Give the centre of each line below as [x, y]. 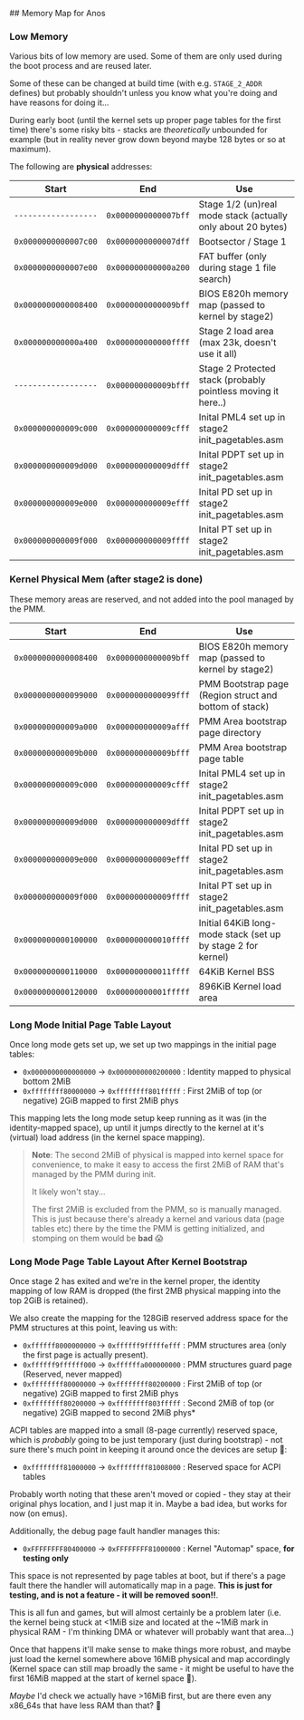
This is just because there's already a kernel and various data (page [158, 1219]
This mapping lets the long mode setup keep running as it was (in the [138, 1117]
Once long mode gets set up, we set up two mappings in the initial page [143, 1044]
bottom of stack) [234, 706]
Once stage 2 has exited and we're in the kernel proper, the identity [135, 1281]
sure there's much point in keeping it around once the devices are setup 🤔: [148, 1450]
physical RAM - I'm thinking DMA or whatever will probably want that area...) [152, 1632]
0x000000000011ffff [148, 971]
